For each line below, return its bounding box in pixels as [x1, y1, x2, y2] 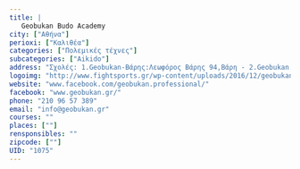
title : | [9, 13, 42, 22]
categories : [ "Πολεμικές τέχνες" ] [9, 46, 138, 55]
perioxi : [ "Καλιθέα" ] [9, 38, 90, 47]
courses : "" [9, 113, 54, 122]
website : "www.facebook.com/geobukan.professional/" [9, 80, 210, 89]
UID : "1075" [9, 146, 54, 155]
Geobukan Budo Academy [21, 21, 105, 30]
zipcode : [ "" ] [9, 138, 62, 147]
